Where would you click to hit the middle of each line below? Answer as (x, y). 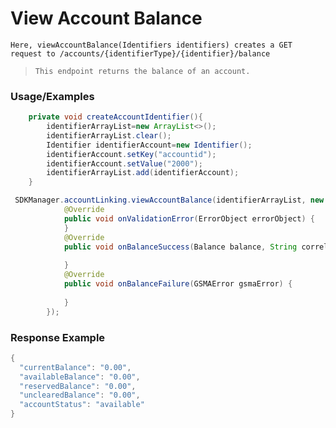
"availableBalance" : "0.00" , (80, 377)
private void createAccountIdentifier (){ (115, 117)
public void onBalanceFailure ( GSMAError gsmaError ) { (178, 284)
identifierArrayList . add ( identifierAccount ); (143, 173)
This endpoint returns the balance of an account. (142, 71)
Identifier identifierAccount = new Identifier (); (149, 145)
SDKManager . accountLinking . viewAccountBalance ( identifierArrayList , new (169, 200)
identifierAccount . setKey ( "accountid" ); (131, 154)
